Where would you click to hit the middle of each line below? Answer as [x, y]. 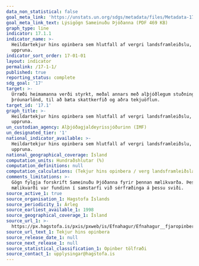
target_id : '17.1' [29, 105]
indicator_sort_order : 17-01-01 [46, 56]
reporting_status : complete [41, 78]
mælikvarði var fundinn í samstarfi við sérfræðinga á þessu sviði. [98, 188]
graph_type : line [28, 28]
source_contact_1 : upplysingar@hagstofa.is [61, 254]
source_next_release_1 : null [42, 243]
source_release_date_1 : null [42, 238]
